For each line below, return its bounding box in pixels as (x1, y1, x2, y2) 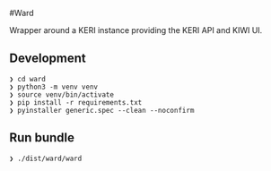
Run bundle (9, 130, 74, 146)
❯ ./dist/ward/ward (9, 154, 83, 163)
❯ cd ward (9, 74, 47, 83)
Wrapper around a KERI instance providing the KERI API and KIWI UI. (9, 25, 263, 35)
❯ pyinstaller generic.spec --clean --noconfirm (9, 106, 195, 115)
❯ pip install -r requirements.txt (9, 98, 143, 107)
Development (9, 51, 87, 66)
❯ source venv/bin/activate (9, 90, 115, 99)
